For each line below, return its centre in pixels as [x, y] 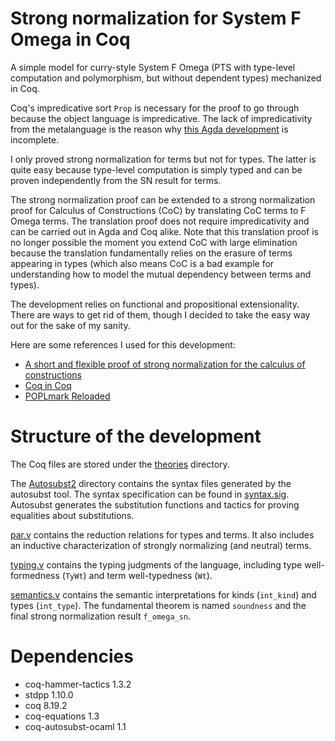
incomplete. [35, 139]
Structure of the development [136, 436]
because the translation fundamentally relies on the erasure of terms [151, 253]
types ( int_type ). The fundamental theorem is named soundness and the [158, 605]
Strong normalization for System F [156, 18]
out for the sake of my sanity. [70, 325]
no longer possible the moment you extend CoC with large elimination [154, 242]
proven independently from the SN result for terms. [116, 180]
